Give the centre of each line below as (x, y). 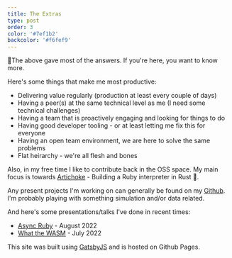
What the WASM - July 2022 (59, 233)
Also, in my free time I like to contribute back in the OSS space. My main (113, 169)
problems (32, 148)
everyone (32, 133)
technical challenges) (49, 111)
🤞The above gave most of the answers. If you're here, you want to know (113, 60)
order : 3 (20, 27)
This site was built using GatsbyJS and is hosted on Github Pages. (104, 247)
